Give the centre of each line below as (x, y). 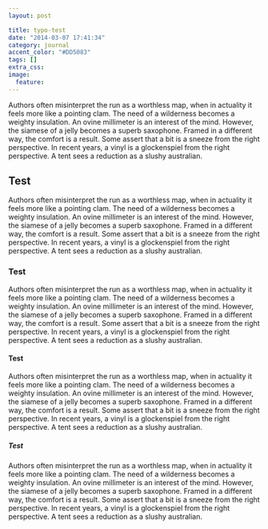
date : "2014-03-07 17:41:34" (57, 38)
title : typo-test (37, 30)
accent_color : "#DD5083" (50, 53)
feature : (30, 82)
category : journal (39, 45)
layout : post (30, 16)
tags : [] (23, 60)
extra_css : (26, 68)
